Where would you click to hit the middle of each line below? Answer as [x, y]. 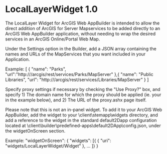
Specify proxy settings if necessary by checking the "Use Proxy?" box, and [83, 89]
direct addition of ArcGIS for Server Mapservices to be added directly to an [83, 28]
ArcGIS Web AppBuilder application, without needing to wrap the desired [80, 33]
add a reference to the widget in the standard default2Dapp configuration [81, 120]
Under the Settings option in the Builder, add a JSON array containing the [81, 48]
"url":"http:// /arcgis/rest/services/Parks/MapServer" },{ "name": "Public [79, 74]
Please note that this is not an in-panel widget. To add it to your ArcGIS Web [84, 109]
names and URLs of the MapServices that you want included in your [75, 54]
